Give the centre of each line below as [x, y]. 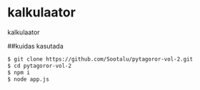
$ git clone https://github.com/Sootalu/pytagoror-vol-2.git [100, 59]
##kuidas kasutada [36, 46]
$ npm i [19, 72]
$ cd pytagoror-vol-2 [40, 66]
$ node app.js [29, 79]
